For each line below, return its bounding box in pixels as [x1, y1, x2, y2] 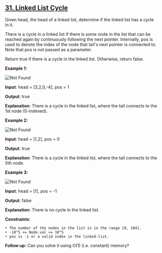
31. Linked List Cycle [5, 4, 68, 12]
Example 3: [5, 169, 28, 175]
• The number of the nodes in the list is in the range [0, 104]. [5, 225, 142, 230]
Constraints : [5, 216, 30, 222]
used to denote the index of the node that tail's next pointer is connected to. [5, 41, 157, 47]
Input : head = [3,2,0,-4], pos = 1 [5, 84, 69, 90]
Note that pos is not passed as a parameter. [5, 46, 92, 52]
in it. [5, 22, 14, 28]
